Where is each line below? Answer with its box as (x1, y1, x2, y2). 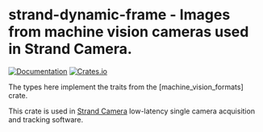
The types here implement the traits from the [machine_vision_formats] (8, 82, 244, 92)
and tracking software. (8, 114, 84, 124)
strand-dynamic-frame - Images (8, 6, 231, 24)
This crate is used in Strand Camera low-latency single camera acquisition (8, 106, 256, 116)
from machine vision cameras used (8, 23, 249, 41)
